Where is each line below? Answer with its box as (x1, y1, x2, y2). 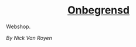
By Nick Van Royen (6, 34, 53, 41)
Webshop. (6, 23, 31, 30)
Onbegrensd (67, 4, 130, 17)
